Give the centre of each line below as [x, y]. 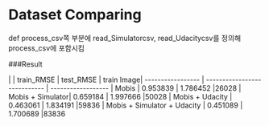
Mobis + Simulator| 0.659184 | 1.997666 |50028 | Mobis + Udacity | [120, 96]
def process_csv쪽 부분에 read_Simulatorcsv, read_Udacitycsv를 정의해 [125, 38]
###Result [25, 64]
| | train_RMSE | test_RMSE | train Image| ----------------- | [106, 79]
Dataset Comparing [75, 15]
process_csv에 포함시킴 [46, 48]
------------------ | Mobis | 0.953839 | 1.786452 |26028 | [146, 88]
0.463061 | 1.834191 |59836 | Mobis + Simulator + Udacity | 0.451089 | [126, 105]
